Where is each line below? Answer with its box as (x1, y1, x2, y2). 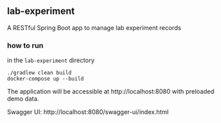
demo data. (7, 95, 40, 103)
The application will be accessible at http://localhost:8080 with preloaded (7, 87, 215, 96)
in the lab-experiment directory (7, 56, 95, 64)
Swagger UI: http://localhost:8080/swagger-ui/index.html (7, 108, 169, 116)
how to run (7, 40, 44, 50)
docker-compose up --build (7, 75, 84, 83)
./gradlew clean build (7, 70, 72, 77)
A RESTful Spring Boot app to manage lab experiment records (7, 23, 181, 31)
